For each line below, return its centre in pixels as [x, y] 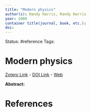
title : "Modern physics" [30, 9]
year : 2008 [16, 19]
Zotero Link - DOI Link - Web [34, 75]
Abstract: [15, 84]
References [29, 104]
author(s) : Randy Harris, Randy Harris [46, 14]
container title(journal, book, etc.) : [46, 23]
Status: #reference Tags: [30, 41]
